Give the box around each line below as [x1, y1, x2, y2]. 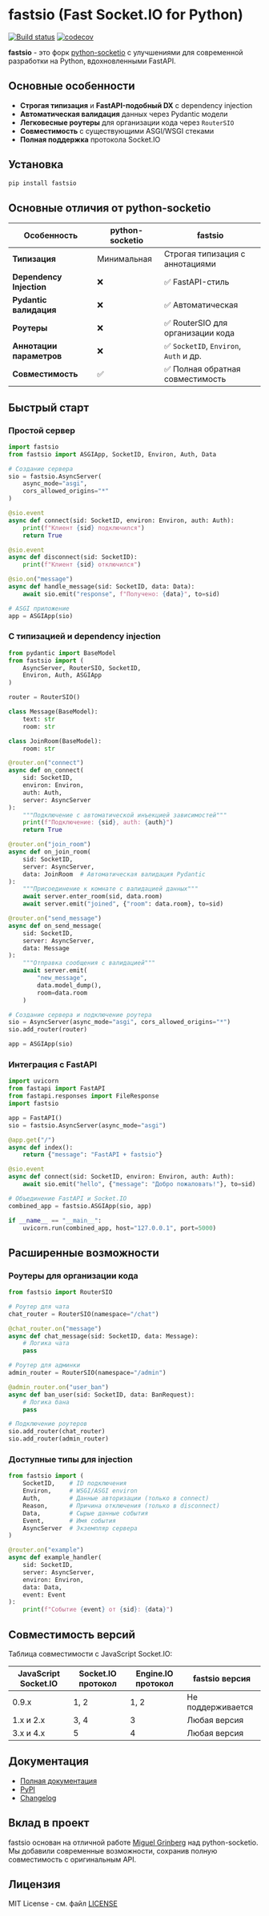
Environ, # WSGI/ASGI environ [22, 1487, 138, 1495]
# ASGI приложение [8, 605, 70, 613]
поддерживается [187, 1701, 254, 1713]
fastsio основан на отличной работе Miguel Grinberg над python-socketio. [8, 1838, 259, 1847]
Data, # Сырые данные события [22, 1509, 149, 1517]
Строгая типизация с [163, 248, 246, 259]
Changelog [19, 1793, 57, 1802]
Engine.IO [135, 1668, 174, 1679]
